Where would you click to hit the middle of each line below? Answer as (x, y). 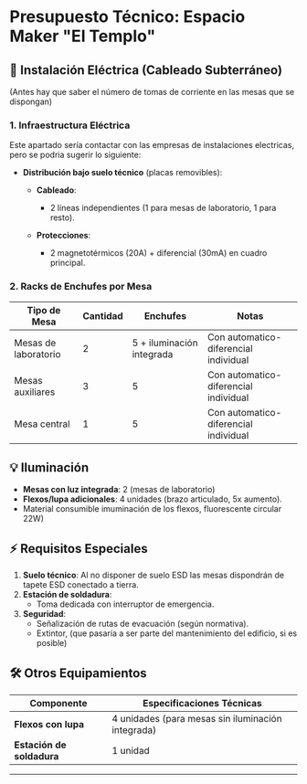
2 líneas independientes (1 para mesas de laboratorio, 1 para (163, 208)
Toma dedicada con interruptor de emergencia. (125, 604)
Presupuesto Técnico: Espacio (127, 17)
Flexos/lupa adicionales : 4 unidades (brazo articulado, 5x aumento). (153, 499)
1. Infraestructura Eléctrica (70, 125)
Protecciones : (64, 236)
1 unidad (131, 751)
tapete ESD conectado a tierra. (80, 585)
